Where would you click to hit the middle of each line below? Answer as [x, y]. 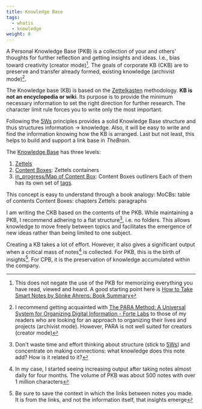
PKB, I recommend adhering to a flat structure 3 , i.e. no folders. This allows [98, 220]
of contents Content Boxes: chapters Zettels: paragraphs [77, 201]
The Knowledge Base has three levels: [54, 152]
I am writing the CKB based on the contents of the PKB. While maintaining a [100, 213]
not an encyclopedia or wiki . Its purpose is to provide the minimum [90, 97]
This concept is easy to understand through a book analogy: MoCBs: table [98, 195]
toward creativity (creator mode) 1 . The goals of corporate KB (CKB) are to [97, 65]
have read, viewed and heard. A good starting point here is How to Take [104, 289]
